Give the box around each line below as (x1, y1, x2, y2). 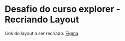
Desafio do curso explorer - (4, 3, 121, 15)
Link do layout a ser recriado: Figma (4, 30, 78, 36)
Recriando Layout (4, 14, 79, 25)
